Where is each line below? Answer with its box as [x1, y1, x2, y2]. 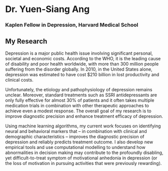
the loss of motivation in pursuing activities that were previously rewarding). [5, 160, 162, 166]
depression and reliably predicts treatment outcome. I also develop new [5, 139, 153, 145]
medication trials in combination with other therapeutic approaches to [5, 102, 149, 108]
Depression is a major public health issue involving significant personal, [5, 50, 153, 56]
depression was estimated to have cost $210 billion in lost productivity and [5, 71, 159, 77]
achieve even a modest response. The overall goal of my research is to [5, 108, 151, 114]
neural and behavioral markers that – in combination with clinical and [5, 128, 147, 134]
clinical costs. [5, 77, 34, 83]
